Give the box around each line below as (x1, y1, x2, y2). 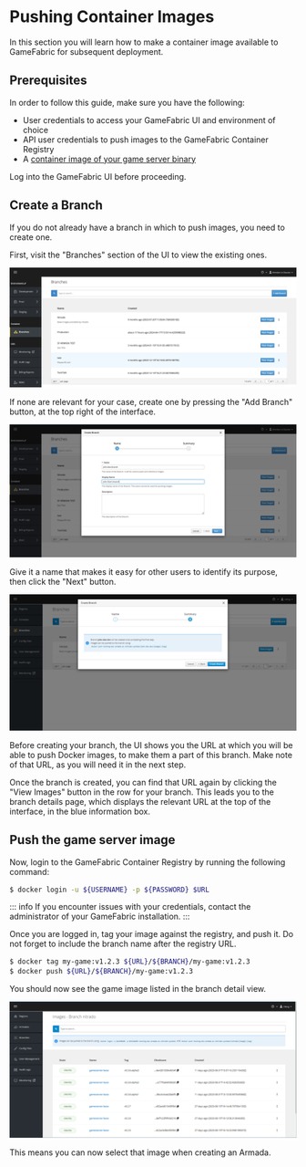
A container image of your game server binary (22, 153, 197, 164)
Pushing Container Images (9, 6, 215, 27)
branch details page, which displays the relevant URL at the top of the (9, 796, 271, 807)
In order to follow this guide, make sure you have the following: (9, 97, 246, 108)
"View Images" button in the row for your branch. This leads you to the (9, 787, 275, 797)
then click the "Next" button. (9, 576, 117, 587)
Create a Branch (9, 198, 103, 214)
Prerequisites (9, 73, 87, 89)
